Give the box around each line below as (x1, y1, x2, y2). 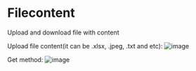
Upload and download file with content (7, 28, 119, 37)
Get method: (7, 55, 44, 64)
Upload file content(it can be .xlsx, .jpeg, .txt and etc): (7, 41, 163, 50)
